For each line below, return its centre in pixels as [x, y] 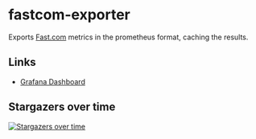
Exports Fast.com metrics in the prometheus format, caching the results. [128, 37]
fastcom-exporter [70, 15]
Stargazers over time [62, 107]
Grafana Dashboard [53, 81]
